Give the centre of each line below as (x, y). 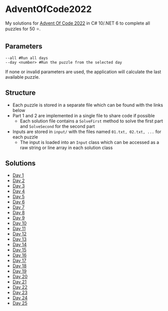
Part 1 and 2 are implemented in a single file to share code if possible (83, 115)
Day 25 (20, 303)
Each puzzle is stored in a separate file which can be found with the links (88, 105)
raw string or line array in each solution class (66, 147)
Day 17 (19, 261)
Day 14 (20, 245)
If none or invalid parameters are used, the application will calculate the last (83, 72)
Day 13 (19, 239)
